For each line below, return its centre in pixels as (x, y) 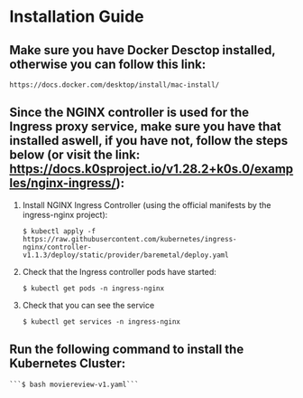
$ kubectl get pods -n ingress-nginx (93, 288)
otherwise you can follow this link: (108, 64)
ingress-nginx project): (65, 214)
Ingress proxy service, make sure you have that (145, 127)
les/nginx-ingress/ (63, 183)
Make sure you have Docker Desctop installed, (142, 50)
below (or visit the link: (75, 155)
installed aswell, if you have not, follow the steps (149, 141)
